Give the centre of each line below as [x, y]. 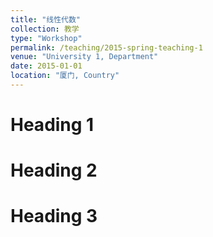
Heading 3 [54, 216]
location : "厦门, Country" [65, 76]
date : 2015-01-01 [46, 66]
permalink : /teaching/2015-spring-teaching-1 [106, 47]
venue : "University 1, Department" [84, 57]
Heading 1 [52, 125]
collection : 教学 [45, 29]
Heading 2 [54, 170]
